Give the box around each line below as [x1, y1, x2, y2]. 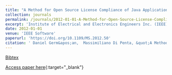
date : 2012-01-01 [5, 26, 42, 31]
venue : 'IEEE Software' [5, 31, 56, 36]
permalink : [5, 17, 29, 22]
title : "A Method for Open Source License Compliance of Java [5, 7, 141, 13]
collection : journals [5, 12, 52, 17]
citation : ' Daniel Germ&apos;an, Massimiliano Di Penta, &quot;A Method [5, 41, 168, 46]
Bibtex [5, 54, 19, 60]
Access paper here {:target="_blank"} [5, 64, 84, 70]
